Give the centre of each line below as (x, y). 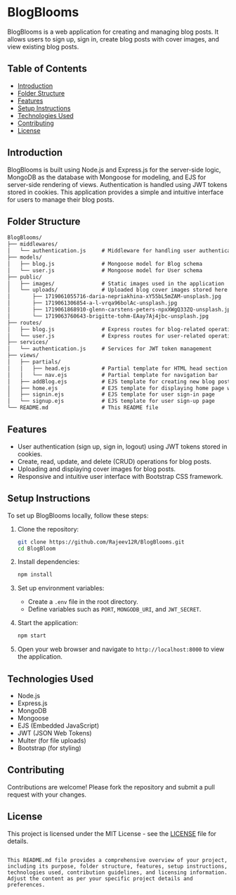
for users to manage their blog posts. (61, 199)
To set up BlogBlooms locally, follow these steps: (78, 515)
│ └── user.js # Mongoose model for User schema (105, 270)
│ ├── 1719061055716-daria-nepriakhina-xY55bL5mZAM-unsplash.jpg (114, 297)
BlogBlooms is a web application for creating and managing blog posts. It (113, 32)
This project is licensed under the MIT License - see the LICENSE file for (112, 833)
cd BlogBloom (37, 548)
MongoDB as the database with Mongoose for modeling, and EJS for (107, 177)
